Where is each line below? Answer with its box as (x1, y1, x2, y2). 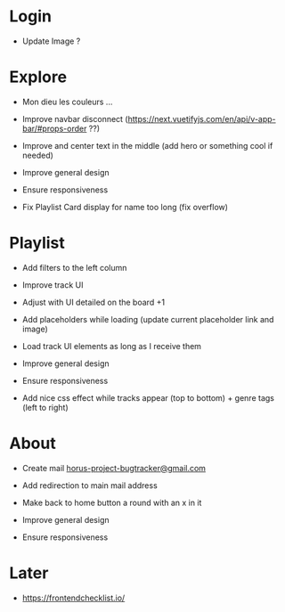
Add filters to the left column (21, 262, 127, 273)
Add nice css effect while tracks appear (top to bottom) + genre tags (21, 392, 274, 403)
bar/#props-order (21, 123, 87, 134)
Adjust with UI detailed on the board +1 (21, 297, 166, 307)
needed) (21, 150, 53, 160)
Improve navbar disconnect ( (21, 113, 128, 124)
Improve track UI (21, 279, 84, 290)
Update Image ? (21, 36, 81, 46)
